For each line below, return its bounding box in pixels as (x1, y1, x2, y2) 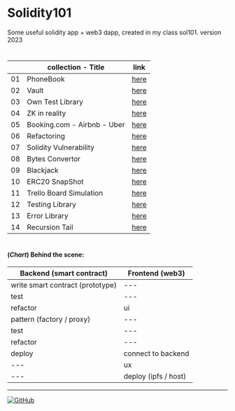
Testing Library (27, 200, 77, 210)
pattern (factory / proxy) (10, 314, 91, 324)
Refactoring (27, 131, 65, 141)
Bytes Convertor (27, 154, 81, 164)
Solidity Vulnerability (27, 142, 94, 152)
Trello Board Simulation (27, 188, 104, 198)
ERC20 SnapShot (27, 177, 84, 187)
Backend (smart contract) (20, 268, 108, 278)
